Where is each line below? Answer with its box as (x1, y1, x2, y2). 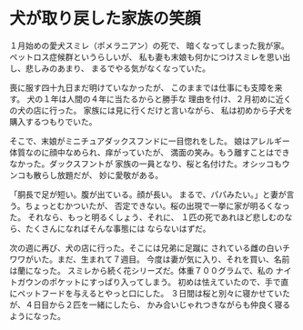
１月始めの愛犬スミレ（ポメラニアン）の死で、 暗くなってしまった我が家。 (9, 40, 289, 51)
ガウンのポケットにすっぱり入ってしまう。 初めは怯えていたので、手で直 (16, 276, 289, 287)
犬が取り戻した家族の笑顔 (9, 8, 202, 29)
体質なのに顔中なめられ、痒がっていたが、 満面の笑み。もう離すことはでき (9, 146, 290, 157)
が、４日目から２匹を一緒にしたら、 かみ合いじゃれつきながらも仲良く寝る (9, 299, 291, 310)
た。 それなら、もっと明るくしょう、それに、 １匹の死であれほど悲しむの (9, 211, 285, 223)
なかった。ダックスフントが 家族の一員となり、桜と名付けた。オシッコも (9, 158, 282, 169)
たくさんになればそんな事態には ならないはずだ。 (25, 223, 211, 234)
